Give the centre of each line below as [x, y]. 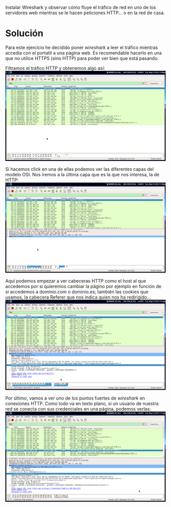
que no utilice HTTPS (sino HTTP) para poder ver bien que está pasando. [82, 58]
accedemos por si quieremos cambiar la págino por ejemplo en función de [83, 286]
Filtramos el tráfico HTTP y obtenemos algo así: [55, 68]
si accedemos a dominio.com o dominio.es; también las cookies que [77, 291]
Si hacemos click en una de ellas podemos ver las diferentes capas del [80, 169]
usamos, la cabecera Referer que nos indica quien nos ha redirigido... [78, 297]
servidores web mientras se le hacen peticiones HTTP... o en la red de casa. [85, 13]
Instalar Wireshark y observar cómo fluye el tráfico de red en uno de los [81, 7]
